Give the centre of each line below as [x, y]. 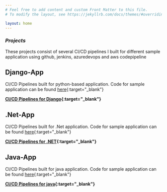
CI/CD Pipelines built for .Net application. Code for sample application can [81, 127]
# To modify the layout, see [35, 14]
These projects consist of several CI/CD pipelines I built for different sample [83, 51]
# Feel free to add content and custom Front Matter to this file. [77, 10]
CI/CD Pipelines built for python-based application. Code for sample [75, 84]
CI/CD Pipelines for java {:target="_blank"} [50, 184]
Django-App [24, 72]
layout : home [19, 23]
